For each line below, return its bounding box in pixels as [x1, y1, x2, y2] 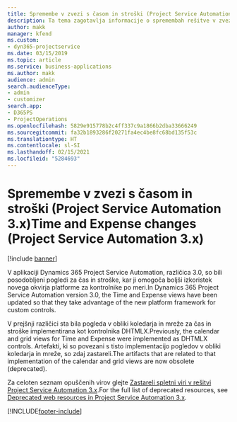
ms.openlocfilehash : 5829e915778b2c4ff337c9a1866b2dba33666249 [7, 122, 197, 130]
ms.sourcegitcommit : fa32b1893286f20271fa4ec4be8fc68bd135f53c [7, 129, 197, 136]
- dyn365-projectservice [7, 43, 80, 50]
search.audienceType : [7, 83, 71, 90]
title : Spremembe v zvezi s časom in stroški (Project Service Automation [7, 10, 232, 18]
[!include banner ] [7, 254, 58, 263]
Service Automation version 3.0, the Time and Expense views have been [7, 290, 218, 299]
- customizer [7, 96, 46, 103]
